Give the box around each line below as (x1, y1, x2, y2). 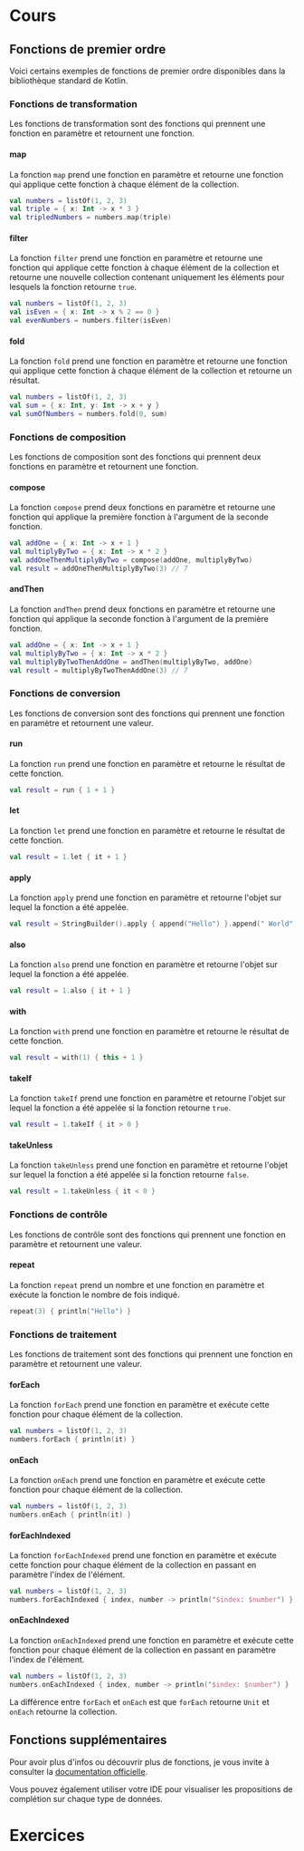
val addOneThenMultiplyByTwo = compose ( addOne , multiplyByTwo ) (9, 556, 253, 565)
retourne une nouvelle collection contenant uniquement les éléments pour (9, 272, 285, 283)
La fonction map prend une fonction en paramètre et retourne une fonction (9, 169, 284, 179)
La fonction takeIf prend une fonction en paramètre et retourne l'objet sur (9, 1093, 287, 1104)
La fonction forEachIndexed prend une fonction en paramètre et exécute (9, 1550, 278, 1561)
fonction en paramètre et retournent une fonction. (9, 128, 195, 139)
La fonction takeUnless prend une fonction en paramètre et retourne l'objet (9, 1159, 289, 1170)
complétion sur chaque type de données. (9, 1793, 163, 1804)
